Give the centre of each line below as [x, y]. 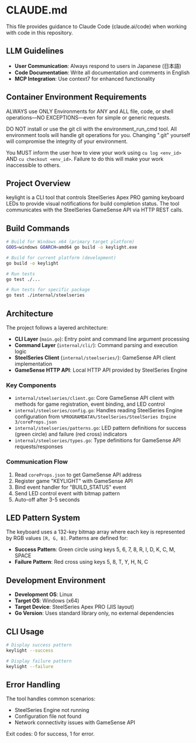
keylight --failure [30, 666]
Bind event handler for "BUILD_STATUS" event [71, 487]
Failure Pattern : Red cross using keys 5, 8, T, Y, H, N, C [81, 562]
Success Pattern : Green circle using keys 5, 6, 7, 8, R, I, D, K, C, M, [95, 549]
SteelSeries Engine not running [52, 710]
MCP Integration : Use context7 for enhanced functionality [85, 78]
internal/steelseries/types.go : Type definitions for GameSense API [98, 440]
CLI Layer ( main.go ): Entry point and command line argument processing [102, 339]
